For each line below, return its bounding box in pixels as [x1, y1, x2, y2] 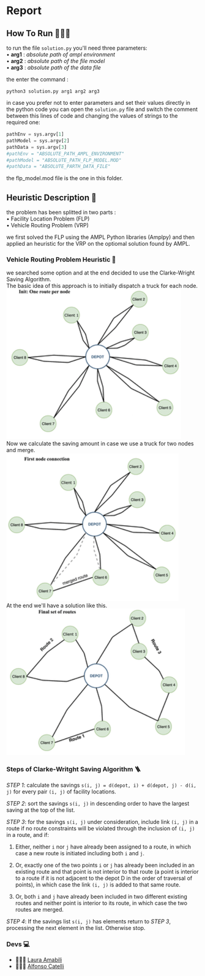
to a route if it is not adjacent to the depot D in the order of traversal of [15, 874, 193, 882]
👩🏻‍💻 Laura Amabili [15, 956, 62, 963]
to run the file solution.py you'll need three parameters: [6, 44, 148, 51]
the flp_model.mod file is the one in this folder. [6, 175, 124, 182]
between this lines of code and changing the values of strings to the [6, 112, 178, 119]
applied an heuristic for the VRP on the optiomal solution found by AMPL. [6, 240, 191, 248]
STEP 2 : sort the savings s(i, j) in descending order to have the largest [6, 800, 190, 807]
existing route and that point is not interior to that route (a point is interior [15, 868, 199, 875]
